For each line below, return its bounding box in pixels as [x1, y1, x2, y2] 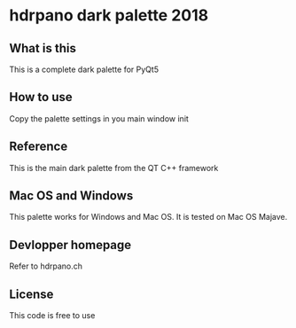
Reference [9, 139, 68, 154]
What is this [9, 41, 77, 56]
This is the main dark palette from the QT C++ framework [9, 162, 219, 173]
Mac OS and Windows [9, 188, 134, 204]
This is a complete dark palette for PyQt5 [9, 64, 160, 74]
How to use [9, 90, 73, 105]
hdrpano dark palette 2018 [9, 5, 209, 26]
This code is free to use [9, 310, 96, 321]
